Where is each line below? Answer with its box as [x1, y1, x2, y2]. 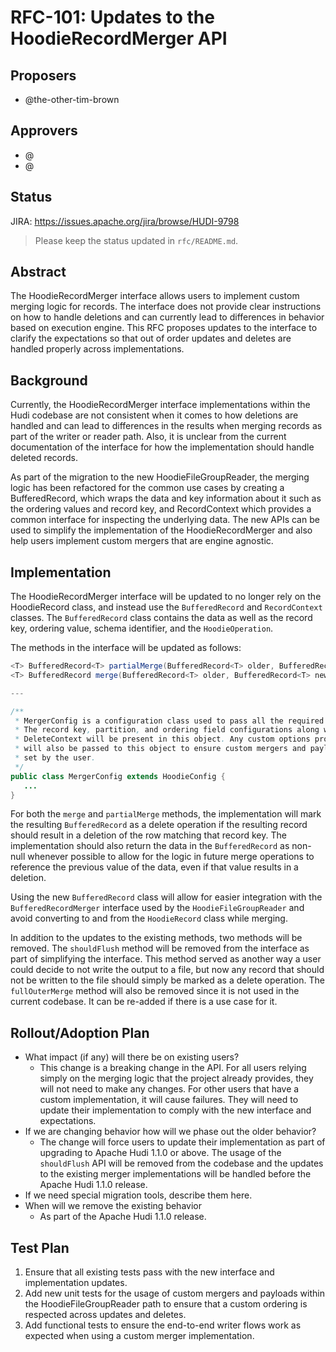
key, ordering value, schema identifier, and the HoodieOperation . [10, 622, 274, 635]
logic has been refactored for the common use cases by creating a [10, 482, 285, 494]
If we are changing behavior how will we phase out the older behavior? [24, 1126, 317, 1138]
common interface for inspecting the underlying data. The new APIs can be [10, 514, 320, 526]
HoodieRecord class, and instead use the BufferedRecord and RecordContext [10, 601, 323, 613]
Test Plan [10, 1239, 70, 1256]
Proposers [10, 67, 77, 84]
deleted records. [10, 452, 79, 464]
